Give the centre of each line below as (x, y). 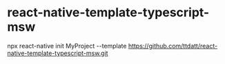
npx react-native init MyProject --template (67, 46)
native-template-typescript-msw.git (58, 53)
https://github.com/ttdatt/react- (173, 46)
